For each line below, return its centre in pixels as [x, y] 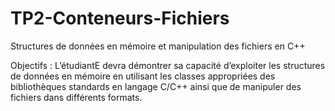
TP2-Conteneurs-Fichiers [120, 18]
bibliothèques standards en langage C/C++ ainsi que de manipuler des [156, 86]
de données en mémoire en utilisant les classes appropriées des [143, 76]
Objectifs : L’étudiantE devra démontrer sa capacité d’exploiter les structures [168, 65]
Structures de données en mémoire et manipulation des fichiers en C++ [158, 46]
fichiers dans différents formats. [76, 97]
